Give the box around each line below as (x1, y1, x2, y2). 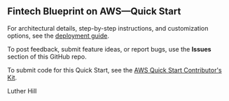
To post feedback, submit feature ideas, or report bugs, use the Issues (7, 45, 211, 53)
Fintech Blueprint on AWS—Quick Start (7, 6, 181, 17)
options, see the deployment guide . (7, 31, 110, 40)
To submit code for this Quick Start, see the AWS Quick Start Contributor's (7, 65, 222, 74)
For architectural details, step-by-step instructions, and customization (7, 24, 209, 32)
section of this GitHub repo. (7, 52, 88, 61)
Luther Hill (7, 86, 37, 95)
